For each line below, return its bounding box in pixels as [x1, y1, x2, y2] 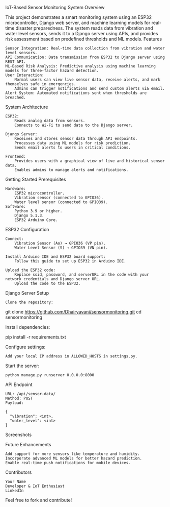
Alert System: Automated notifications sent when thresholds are [5, 90, 147, 95]
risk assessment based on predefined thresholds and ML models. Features [5, 36, 162, 42]
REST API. [5, 59, 26, 64]
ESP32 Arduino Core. [14, 218, 58, 223]
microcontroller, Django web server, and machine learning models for [5, 20, 151, 26]
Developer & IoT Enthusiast [5, 484, 65, 489]
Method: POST [5, 396, 33, 401]
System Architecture [5, 104, 48, 110]
